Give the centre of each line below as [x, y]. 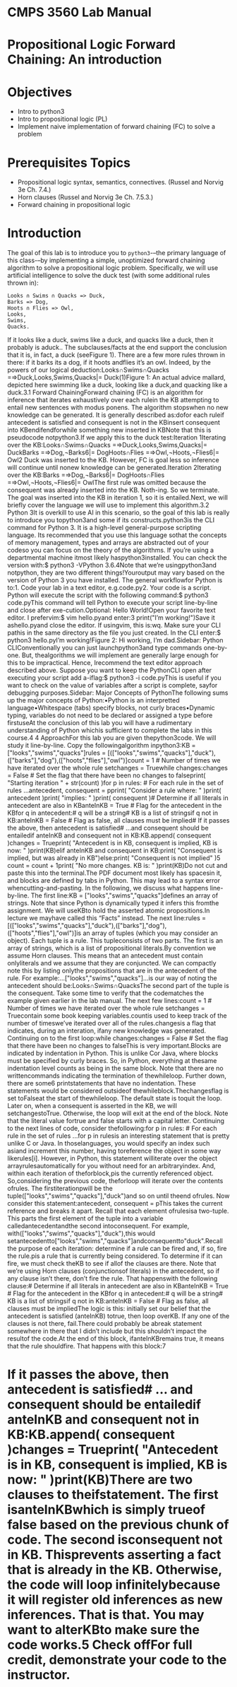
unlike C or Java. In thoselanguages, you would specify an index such [109, 1144]
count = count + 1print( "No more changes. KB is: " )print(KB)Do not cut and [117, 866]
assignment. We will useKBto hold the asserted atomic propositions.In [109, 911]
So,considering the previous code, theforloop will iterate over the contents [115, 1181]
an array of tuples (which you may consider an [151, 933]
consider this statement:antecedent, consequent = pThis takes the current [115, 1204]
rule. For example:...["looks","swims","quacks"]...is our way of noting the [112, 978]
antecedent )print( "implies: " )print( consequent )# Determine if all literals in [118, 798]
